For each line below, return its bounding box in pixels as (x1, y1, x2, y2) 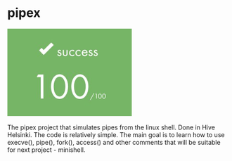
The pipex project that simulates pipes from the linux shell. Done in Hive (7, 123, 216, 131)
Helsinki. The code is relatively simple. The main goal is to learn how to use (7, 130, 225, 139)
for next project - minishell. (7, 146, 86, 154)
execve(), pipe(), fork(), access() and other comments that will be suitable (7, 138, 221, 146)
